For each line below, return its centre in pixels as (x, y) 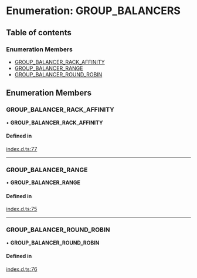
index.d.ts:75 (22, 209)
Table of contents (39, 33)
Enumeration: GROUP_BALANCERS (93, 11)
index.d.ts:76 (22, 269)
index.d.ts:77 (22, 149)
